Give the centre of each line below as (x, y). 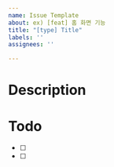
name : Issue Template (44, 15)
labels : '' (26, 37)
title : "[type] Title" (45, 30)
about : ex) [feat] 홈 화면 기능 (57, 23)
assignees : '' (31, 45)
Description (47, 90)
